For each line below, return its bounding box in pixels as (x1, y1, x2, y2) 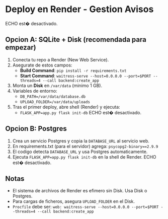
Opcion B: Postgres (5, 124, 67, 133)
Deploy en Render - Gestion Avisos (5, 4, 154, 15)
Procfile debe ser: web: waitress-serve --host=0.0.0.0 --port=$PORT (12, 204, 159, 210)
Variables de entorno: (12, 88, 57, 94)
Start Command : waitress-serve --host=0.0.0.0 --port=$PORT (20, 72, 151, 79)
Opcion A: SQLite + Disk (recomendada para (5, 35, 147, 44)
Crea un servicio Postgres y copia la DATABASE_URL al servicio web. (12, 137, 150, 144)
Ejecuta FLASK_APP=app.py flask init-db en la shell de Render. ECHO (12, 154, 157, 160)
